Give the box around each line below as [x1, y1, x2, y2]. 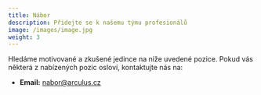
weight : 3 [8, 33, 41, 41]
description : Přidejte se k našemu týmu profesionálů [8, 19, 188, 26]
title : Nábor [8, 11, 51, 19]
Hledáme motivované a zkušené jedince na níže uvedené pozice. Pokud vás [8, 55, 253, 64]
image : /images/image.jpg [8, 26, 92, 33]
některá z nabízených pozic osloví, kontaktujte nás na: [8, 63, 183, 72]
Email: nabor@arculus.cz [19, 78, 102, 87]
